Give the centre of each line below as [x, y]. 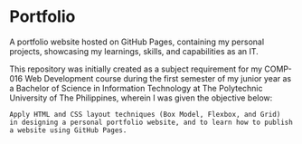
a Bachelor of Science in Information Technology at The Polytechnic [137, 88]
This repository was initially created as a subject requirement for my [136, 69]
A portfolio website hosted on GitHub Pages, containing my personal [137, 42]
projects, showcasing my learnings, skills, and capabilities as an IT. [134, 51]
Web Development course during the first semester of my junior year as [158, 78]
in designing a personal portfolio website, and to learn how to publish [151, 122]
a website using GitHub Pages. [68, 130]
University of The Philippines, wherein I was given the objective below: [141, 98]
